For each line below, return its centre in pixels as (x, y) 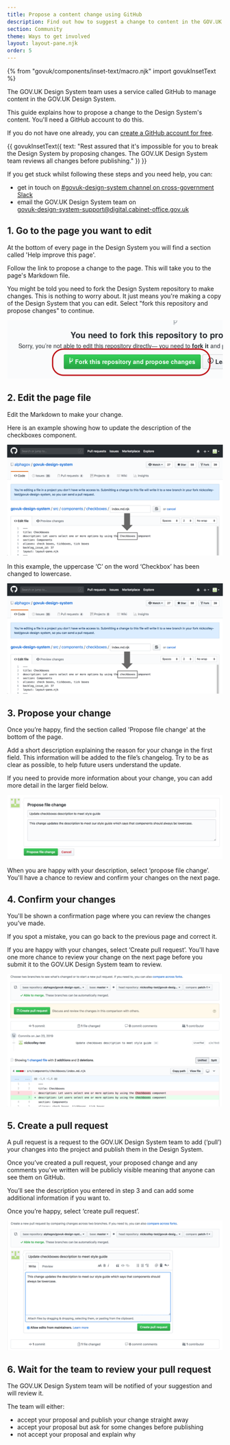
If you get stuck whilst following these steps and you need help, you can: (110, 174)
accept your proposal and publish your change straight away (103, 1420)
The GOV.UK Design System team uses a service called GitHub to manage (112, 92)
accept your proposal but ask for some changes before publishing (110, 1427)
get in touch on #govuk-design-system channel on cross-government (115, 187)
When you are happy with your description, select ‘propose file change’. (108, 871)
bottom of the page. (35, 737)
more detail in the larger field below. (57, 785)
